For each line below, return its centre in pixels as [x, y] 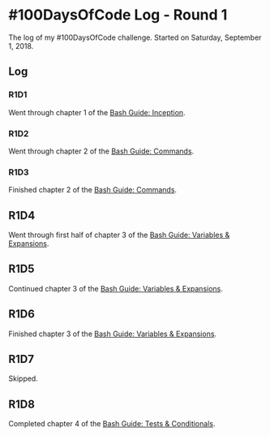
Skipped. [23, 378]
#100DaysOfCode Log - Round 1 [118, 15]
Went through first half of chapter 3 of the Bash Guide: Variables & [119, 235]
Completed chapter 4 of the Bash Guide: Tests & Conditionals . [112, 424]
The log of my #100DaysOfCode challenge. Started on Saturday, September [135, 37]
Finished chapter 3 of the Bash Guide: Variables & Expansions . [113, 334]
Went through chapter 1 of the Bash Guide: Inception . [97, 112]
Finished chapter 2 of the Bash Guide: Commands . [92, 190]
